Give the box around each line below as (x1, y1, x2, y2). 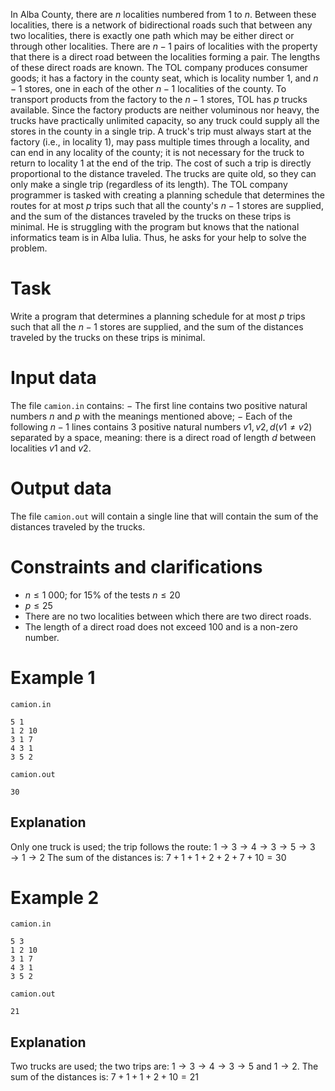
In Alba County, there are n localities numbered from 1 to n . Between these (10, 9, 317, 20)
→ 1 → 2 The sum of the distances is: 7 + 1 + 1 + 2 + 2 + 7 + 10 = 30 (10, 851, 287, 863)
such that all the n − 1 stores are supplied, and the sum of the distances (10, 320, 304, 333)
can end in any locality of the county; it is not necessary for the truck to (10, 147, 305, 158)
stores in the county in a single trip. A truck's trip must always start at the (10, 125, 312, 137)
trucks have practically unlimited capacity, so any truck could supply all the (10, 115, 320, 126)
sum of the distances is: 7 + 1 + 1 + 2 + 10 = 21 (10, 1071, 199, 1083)
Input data (10, 367, 97, 389)
